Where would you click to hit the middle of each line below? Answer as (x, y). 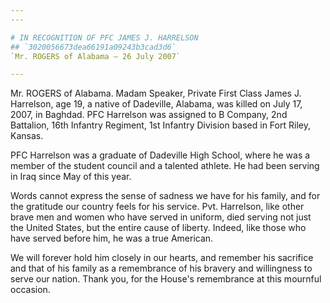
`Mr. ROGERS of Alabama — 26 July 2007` (96, 56)
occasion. (30, 290)
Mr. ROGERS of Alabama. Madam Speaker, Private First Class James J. (156, 93)
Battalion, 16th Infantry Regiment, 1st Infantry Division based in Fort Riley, (160, 125)
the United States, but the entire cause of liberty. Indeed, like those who (158, 228)
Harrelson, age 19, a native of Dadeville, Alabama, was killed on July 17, (156, 104)
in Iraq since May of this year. (71, 177)
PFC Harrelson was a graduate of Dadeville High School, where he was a (160, 155)
